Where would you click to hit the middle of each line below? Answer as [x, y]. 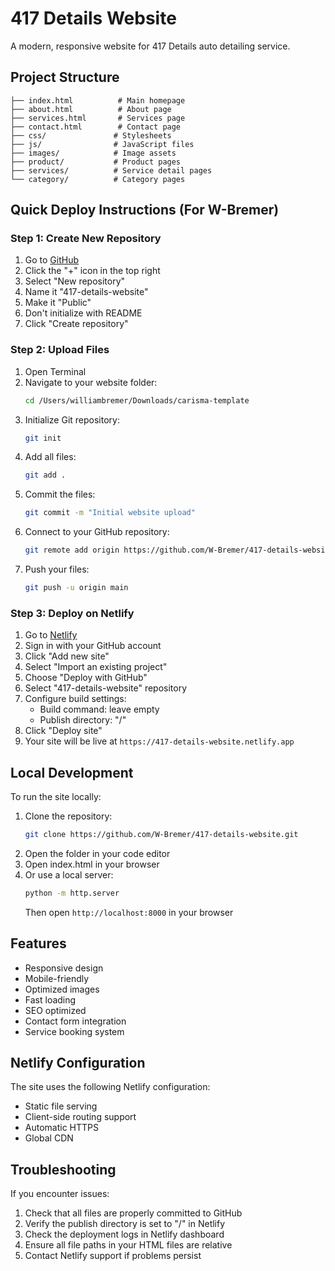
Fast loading [50, 999]
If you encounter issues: [60, 1194]
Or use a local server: [69, 874]
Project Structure [65, 77]
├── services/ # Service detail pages [111, 170]
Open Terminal [55, 371]
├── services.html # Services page [98, 118]
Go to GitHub [52, 260]
